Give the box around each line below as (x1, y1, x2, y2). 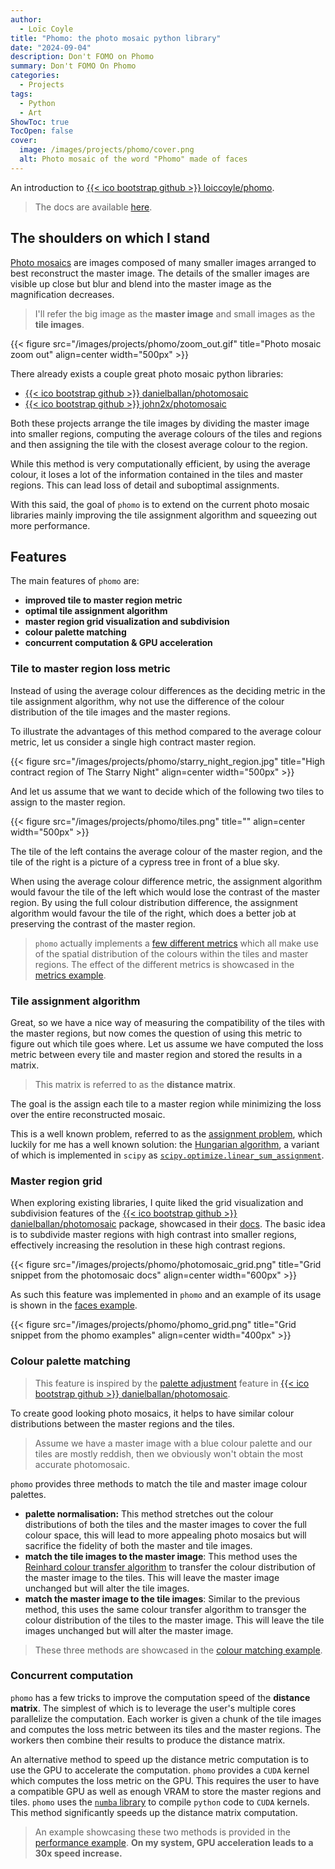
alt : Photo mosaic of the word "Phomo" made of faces (19, 154, 248, 164)
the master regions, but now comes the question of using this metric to (10, 1027, 303, 1039)
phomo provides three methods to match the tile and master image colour (10, 1477, 308, 1490)
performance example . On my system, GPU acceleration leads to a (34, 1836, 314, 1848)
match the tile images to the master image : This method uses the (24, 1550, 298, 1562)
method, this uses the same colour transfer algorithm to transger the (24, 1603, 307, 1615)
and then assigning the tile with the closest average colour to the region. (10, 438, 308, 450)
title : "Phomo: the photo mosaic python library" (10, 33, 222, 43)
